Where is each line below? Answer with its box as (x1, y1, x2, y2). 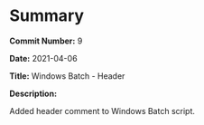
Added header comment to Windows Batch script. (9, 105, 196, 116)
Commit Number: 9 (9, 35, 83, 46)
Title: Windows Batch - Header (9, 70, 125, 82)
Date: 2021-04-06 (9, 53, 79, 63)
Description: (9, 88, 57, 99)
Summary (9, 5, 84, 26)
